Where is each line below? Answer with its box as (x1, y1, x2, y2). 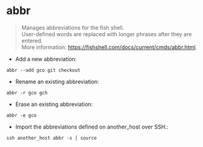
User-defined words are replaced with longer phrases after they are (21, 30, 192, 37)
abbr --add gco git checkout (6, 67, 81, 73)
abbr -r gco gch (6, 89, 48, 96)
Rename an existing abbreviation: (15, 78, 100, 85)
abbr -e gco (6, 112, 37, 118)
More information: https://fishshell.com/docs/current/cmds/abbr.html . (21, 43, 197, 51)
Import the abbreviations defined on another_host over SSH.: (15, 123, 169, 130)
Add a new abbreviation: (15, 55, 77, 62)
